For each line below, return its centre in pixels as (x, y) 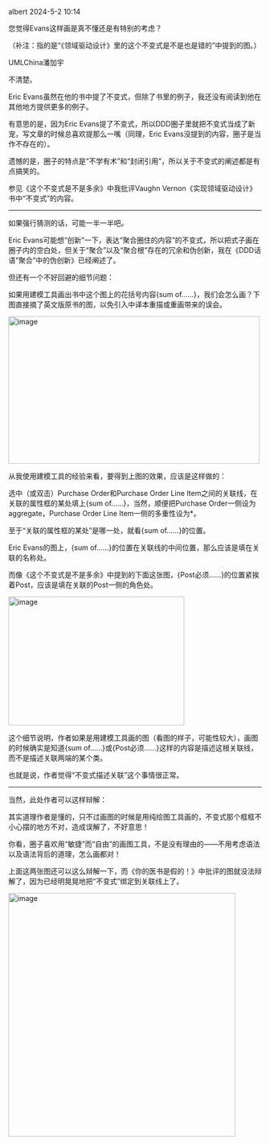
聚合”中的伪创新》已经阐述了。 (70, 260)
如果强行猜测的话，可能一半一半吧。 (68, 223)
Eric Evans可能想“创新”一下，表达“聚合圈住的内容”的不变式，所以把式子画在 (134, 240)
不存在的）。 (35, 144)
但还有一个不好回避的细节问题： (61, 277)
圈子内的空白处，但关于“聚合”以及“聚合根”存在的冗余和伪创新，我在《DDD (131, 250)
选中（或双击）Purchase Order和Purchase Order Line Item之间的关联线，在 (133, 493)
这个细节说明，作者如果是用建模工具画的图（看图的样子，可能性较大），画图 (133, 738)
